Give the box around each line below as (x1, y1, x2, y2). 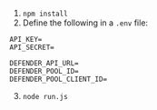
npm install (22, 9, 68, 18)
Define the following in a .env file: (22, 17, 148, 28)
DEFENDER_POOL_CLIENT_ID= (9, 75, 107, 84)
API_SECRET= (9, 43, 54, 52)
